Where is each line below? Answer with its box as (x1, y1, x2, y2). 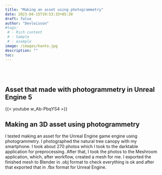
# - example (7, 39, 32, 44)
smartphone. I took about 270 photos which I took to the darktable (5, 144, 138, 149)
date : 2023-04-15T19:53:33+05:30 (5, 12, 73, 17)
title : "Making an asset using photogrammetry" (5, 7, 104, 12)
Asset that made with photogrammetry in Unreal (5, 85, 155, 93)
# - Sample (7, 35, 29, 40)
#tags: (5, 25, 19, 30)
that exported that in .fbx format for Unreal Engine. (5, 164, 107, 170)
